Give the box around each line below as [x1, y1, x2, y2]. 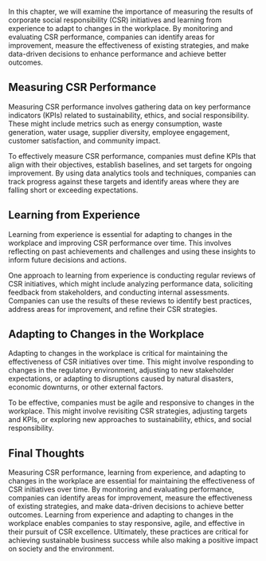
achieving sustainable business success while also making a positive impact [8, 535, 259, 545]
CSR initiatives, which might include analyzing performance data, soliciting [8, 279, 253, 288]
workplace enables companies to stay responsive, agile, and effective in [8, 519, 245, 528]
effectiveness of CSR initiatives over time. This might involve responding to [8, 357, 254, 366]
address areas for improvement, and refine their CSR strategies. [8, 304, 217, 314]
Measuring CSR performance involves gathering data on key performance [8, 101, 251, 111]
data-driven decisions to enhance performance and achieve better [8, 49, 227, 58]
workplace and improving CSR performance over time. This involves [8, 238, 232, 247]
